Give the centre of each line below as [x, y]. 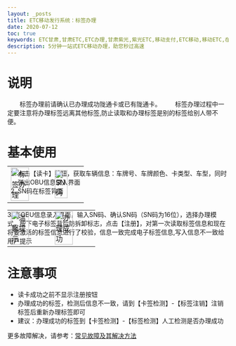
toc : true [22, 33]
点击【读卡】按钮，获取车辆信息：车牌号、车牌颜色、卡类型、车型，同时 [122, 173]
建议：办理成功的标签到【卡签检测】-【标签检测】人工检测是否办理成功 [120, 321]
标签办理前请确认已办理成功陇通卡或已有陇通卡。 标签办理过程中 [119, 104]
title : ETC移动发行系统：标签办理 [52, 20]
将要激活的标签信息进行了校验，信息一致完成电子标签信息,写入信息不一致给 [116, 232]
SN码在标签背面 [40, 191]
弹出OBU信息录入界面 [49, 182]
